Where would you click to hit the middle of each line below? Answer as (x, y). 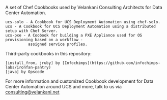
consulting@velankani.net (32, 92)
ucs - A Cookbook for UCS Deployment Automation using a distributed (81, 26)
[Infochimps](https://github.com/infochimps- (111, 63)
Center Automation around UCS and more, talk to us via (64, 87)
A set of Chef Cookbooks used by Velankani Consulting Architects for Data (84, 7)
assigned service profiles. (58, 44)
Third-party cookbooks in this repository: (48, 54)
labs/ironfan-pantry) (28, 68)
